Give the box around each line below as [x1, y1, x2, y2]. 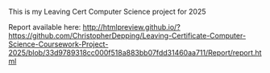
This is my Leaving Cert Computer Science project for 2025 [8, 7, 207, 16]
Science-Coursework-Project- [8, 39, 109, 49]
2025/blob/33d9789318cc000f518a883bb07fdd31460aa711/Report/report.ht [8, 48, 262, 57]
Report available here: [8, 22, 81, 31]
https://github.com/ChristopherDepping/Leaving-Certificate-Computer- [8, 31, 247, 40]
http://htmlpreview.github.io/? [82, 22, 181, 31]
